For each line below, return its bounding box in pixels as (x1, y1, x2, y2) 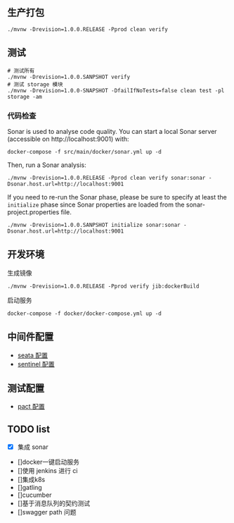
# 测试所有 (7, 67, 35, 74)
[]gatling (17, 484, 42, 492)
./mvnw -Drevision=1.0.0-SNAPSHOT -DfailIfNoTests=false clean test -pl (7, 87, 225, 94)
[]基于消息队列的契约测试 (17, 499, 91, 507)
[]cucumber (17, 491, 52, 499)
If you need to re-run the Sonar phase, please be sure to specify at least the (7, 192, 227, 201)
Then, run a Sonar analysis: (7, 161, 86, 169)
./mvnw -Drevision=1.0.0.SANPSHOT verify (7, 73, 131, 80)
